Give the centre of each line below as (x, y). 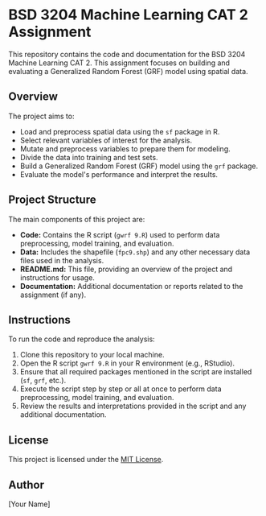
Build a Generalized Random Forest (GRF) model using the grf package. (139, 166)
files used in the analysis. (62, 260)
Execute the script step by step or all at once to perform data (121, 389)
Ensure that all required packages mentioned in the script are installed (136, 372)
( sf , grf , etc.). (43, 381)
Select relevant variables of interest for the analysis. (106, 140)
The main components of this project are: (77, 219)
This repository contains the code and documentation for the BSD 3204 (127, 54)
